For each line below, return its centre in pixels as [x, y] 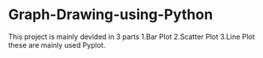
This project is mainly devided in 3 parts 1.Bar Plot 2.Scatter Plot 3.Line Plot [131, 37]
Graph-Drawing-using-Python [111, 15]
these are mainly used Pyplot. [57, 44]
